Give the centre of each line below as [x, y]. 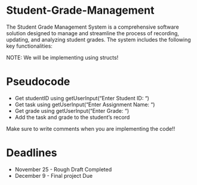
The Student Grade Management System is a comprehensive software [93, 27]
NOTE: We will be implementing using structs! [62, 57]
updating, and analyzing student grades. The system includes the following [98, 39]
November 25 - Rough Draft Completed [63, 169]
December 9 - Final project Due [54, 175]
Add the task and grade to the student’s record [72, 117]
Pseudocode [38, 82]
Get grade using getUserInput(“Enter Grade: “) [72, 110]
